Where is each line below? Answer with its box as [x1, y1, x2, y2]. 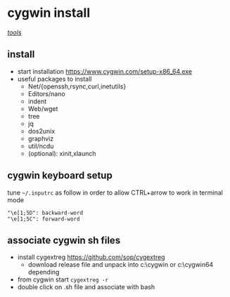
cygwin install [7, 5, 90, 21]
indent [27, 97, 47, 105]
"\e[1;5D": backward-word [7, 209, 83, 216]
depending [27, 268, 60, 277]
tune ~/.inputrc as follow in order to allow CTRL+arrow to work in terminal [7, 188, 223, 197]
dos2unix [27, 126, 56, 135]
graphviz [27, 134, 54, 143]
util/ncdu [27, 142, 54, 150]
